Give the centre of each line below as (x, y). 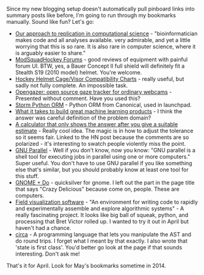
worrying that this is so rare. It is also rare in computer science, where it (105, 46)
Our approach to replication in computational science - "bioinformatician (106, 34)
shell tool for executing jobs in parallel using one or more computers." (103, 157)
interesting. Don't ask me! (48, 254)
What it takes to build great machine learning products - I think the (99, 111)
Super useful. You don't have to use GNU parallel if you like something (104, 163)
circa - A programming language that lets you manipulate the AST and (103, 234)
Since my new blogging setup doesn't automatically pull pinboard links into (100, 9)
